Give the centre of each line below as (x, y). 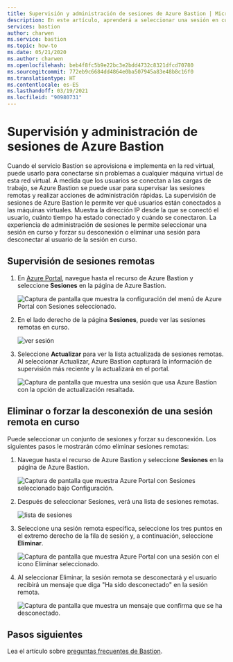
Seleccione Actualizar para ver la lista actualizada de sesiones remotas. (120, 354)
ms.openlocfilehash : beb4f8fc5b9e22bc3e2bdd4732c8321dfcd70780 (101, 65)
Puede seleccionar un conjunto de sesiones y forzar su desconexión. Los (112, 439)
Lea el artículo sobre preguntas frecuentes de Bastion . (85, 651)
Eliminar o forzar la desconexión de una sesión (110, 411)
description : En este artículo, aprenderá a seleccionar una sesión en (113, 20)
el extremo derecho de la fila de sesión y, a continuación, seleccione (115, 536)
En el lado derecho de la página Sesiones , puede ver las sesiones (111, 319)
